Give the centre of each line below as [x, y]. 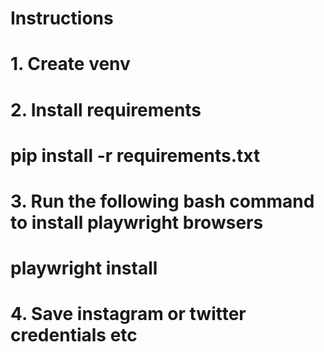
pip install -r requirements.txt [135, 155]
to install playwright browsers [137, 222]
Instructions [62, 18]
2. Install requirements [106, 109]
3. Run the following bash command [162, 201]
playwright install [84, 268]
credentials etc [74, 335]
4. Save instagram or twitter [128, 314]
